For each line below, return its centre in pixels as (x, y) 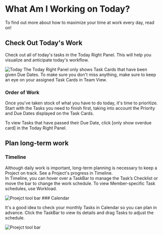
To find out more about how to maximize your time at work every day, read (80, 22)
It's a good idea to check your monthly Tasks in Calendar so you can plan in (81, 207)
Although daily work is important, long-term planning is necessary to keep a (81, 168)
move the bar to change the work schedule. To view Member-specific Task (80, 183)
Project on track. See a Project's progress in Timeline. (59, 173)
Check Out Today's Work (44, 43)
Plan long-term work (37, 143)
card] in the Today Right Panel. (36, 128)
